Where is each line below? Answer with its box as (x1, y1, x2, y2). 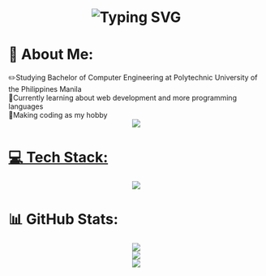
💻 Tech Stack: (8, 149, 109, 166)
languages (8, 101, 44, 111)
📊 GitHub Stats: (8, 210, 119, 229)
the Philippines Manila (8, 84, 83, 94)
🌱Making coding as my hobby (8, 110, 108, 120)
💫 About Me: (8, 45, 94, 64)
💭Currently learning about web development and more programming (8, 93, 238, 103)
